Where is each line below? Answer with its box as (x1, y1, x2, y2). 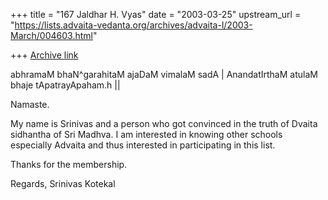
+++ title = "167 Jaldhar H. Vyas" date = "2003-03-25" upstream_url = (10, 9, 302, 20)
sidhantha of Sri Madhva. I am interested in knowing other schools (10, 129, 283, 140)
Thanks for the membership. (10, 159, 128, 170)
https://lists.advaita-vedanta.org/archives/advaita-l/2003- (14, 19, 253, 31)
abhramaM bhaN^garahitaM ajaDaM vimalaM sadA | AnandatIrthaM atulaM (10, 69, 318, 80)
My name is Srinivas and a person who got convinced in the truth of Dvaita (10, 118, 318, 129)
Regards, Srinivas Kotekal (10, 178, 116, 189)
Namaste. (10, 99, 50, 110)
